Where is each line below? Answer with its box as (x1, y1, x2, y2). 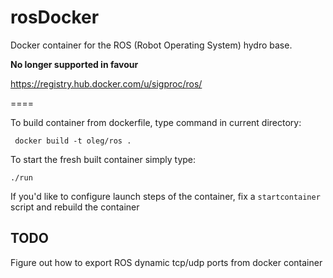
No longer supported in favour (10, 58, 139, 70)
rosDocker (10, 6, 100, 29)
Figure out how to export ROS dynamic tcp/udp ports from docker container (10, 256, 323, 268)
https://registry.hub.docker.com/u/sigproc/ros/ (10, 77, 203, 90)
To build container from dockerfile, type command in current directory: (10, 116, 302, 128)
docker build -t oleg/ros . (14, 136, 132, 146)
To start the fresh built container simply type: (10, 153, 197, 165)
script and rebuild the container (10, 201, 140, 213)
